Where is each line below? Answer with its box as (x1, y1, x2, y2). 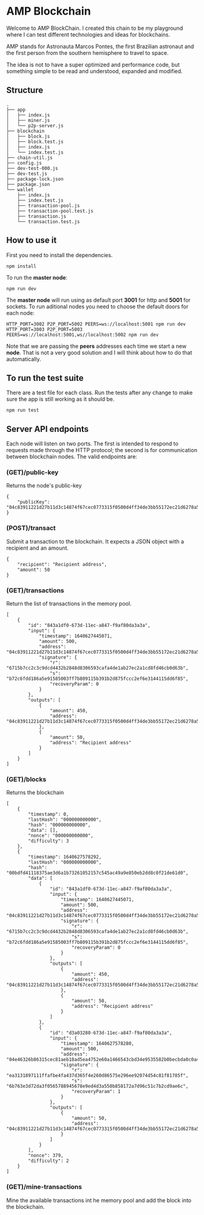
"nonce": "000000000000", (28, 833, 94, 839)
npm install (6, 263, 36, 269)
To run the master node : (6, 274, 68, 281)
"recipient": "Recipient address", (17, 561, 107, 567)
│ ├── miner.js (6, 117, 50, 123)
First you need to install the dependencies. (6, 251, 113, 258)
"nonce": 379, (28, 1153, 64, 1159)
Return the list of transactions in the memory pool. (6, 600, 132, 607)
